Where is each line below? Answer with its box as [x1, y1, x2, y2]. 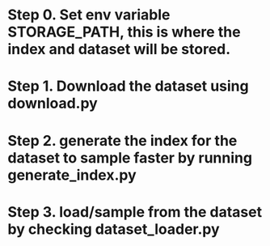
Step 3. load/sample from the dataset [7, 202, 263, 221]
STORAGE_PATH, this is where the [7, 23, 241, 41]
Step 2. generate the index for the [7, 131, 238, 150]
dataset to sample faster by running [7, 148, 252, 167]
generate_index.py [7, 166, 137, 184]
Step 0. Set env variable [7, 6, 171, 24]
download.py [7, 95, 98, 112]
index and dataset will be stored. [7, 40, 231, 58]
